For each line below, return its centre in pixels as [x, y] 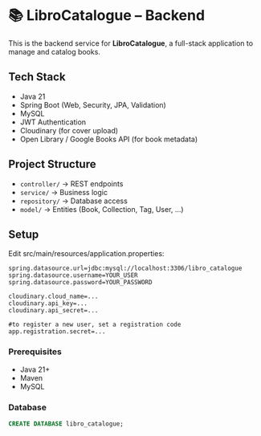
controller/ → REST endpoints [71, 183]
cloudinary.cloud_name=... [53, 297]
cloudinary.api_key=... [48, 304]
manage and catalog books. [54, 51]
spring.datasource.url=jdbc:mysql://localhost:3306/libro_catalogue [125, 269]
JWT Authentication [53, 122]
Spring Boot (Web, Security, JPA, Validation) [93, 104]
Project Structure [52, 164]
